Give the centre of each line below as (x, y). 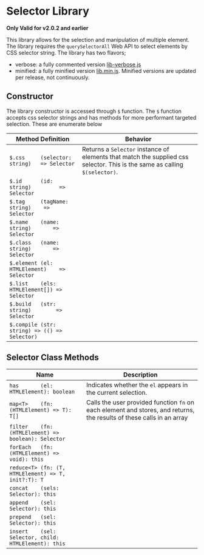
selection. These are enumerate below (54, 124)
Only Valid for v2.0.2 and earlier (47, 28)
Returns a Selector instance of (125, 149)
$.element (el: (31, 263)
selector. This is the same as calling (133, 164)
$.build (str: (33, 304)
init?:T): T (27, 480)
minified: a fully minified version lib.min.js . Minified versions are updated (105, 70)
